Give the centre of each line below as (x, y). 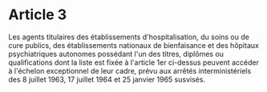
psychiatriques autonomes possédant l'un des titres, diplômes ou (116, 54)
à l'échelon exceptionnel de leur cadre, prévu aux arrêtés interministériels (130, 70)
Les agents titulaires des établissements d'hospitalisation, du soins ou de (129, 37)
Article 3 (38, 15)
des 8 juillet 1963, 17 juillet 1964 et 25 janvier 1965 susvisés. (107, 79)
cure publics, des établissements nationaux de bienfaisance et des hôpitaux (133, 45)
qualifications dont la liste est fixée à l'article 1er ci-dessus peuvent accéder (133, 62)
